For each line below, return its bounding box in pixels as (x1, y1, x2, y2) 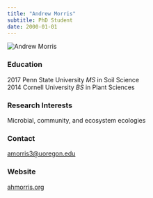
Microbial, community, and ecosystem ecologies (7, 116, 146, 124)
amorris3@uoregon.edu (7, 149, 76, 158)
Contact (7, 133, 35, 143)
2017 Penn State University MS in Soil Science (7, 75, 140, 84)
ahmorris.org (7, 183, 45, 191)
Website (7, 167, 36, 176)
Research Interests (7, 100, 73, 110)
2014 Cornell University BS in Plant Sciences (7, 83, 135, 91)
